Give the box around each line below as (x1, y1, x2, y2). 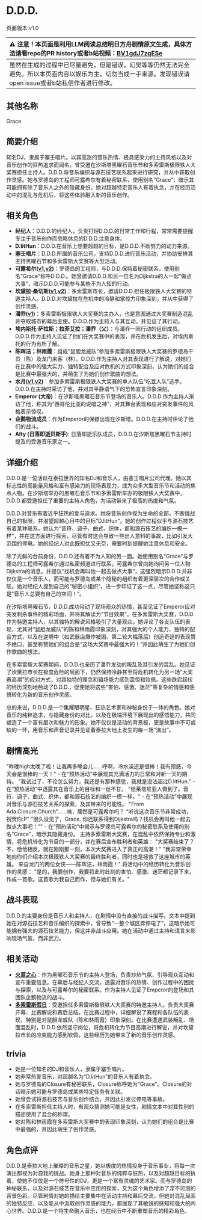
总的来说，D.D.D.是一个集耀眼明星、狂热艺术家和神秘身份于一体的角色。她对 (6, 704, 195, 711)
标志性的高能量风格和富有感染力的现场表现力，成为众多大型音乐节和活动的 (6, 482, 191, 489)
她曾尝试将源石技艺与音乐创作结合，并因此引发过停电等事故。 (14, 1095, 168, 1103)
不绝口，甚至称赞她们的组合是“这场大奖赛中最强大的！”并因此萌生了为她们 (6, 641, 191, 648)
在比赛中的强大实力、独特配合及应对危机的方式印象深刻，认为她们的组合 (14, 363, 194, 370)
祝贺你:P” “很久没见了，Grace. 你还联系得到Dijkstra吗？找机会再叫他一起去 (6, 816, 191, 822)
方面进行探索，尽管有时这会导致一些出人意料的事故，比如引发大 (35, 532, 194, 540)
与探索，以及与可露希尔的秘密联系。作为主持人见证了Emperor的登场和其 (14, 986, 194, 993)
